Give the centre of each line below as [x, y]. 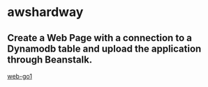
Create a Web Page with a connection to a [99, 38]
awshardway [45, 12]
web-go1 [20, 76]
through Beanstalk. [50, 60]
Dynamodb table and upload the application [104, 48]
